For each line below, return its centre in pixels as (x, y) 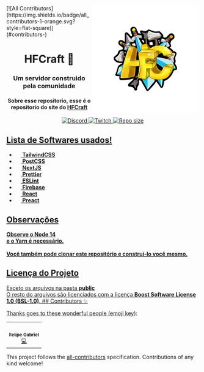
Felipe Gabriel (24, 335)
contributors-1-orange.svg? (41, 21)
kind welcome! (25, 363)
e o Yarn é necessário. (35, 241)
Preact (31, 200)
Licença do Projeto (43, 273)
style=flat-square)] (30, 28)
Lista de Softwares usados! (59, 140)
